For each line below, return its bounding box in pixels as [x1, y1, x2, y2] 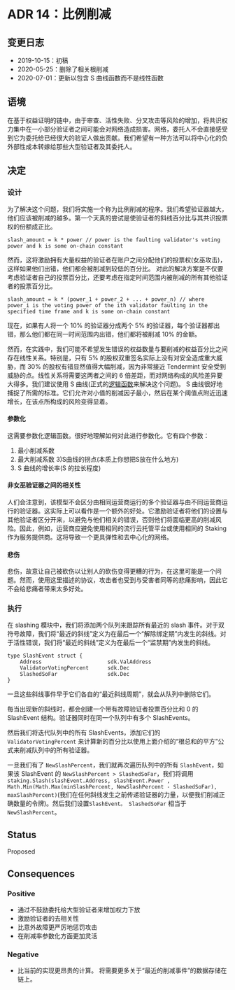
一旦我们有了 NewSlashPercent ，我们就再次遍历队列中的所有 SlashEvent [7, 761, 212, 770]
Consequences [7, 868, 76, 879]
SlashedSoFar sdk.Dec [20, 671, 130, 678]
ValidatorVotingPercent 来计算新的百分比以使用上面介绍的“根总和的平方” [7, 737, 218, 746]
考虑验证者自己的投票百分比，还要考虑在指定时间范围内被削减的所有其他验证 [7, 273, 228, 281]
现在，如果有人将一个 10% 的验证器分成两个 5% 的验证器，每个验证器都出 [7, 321, 220, 330]
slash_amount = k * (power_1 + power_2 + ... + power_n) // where [7, 295, 205, 303]
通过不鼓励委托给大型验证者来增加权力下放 [17, 905, 141, 914]
